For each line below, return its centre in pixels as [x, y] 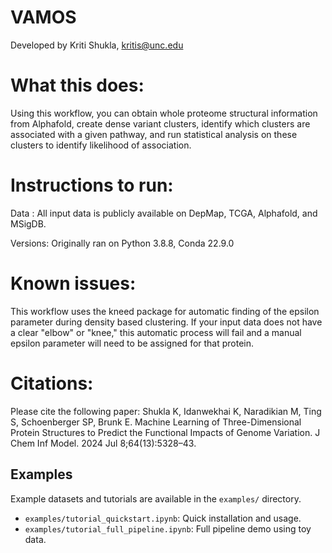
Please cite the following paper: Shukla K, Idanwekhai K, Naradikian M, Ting [166, 411]
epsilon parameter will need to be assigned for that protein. [132, 343]
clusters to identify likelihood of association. [101, 145]
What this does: [77, 85]
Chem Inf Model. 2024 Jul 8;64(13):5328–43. [103, 443]
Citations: [52, 383]
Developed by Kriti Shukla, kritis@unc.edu [97, 45]
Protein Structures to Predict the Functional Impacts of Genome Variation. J [165, 432]
